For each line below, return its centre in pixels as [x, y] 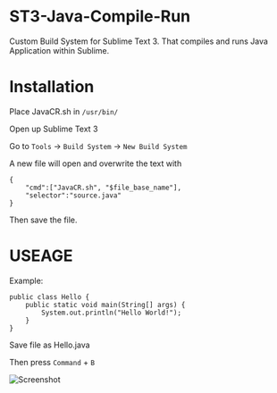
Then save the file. [43, 220]
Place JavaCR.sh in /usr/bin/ [64, 111]
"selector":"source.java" [74, 195]
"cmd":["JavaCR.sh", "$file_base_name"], [103, 188]
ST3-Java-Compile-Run [100, 17]
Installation [52, 87]
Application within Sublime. [59, 50]
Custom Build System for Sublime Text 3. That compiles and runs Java [138, 41]
